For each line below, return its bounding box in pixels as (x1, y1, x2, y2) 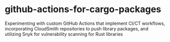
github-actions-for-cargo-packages (5, 4, 161, 15)
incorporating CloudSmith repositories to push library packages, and (5, 25, 149, 31)
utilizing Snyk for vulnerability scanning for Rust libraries (5, 31, 123, 37)
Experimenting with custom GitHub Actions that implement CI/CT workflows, (5, 20, 165, 26)
